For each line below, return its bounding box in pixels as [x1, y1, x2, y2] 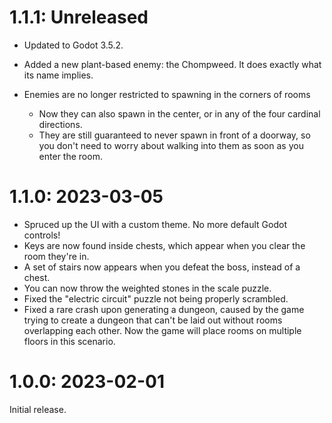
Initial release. [9, 403, 67, 415]
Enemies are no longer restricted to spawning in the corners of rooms [23, 88, 311, 100]
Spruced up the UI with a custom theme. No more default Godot [23, 218, 288, 230]
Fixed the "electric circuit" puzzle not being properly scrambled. [23, 292, 289, 305]
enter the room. [38, 150, 103, 162]
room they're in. [23, 250, 90, 262]
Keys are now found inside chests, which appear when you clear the [23, 239, 306, 251]
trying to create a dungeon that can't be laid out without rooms [23, 314, 283, 326]
